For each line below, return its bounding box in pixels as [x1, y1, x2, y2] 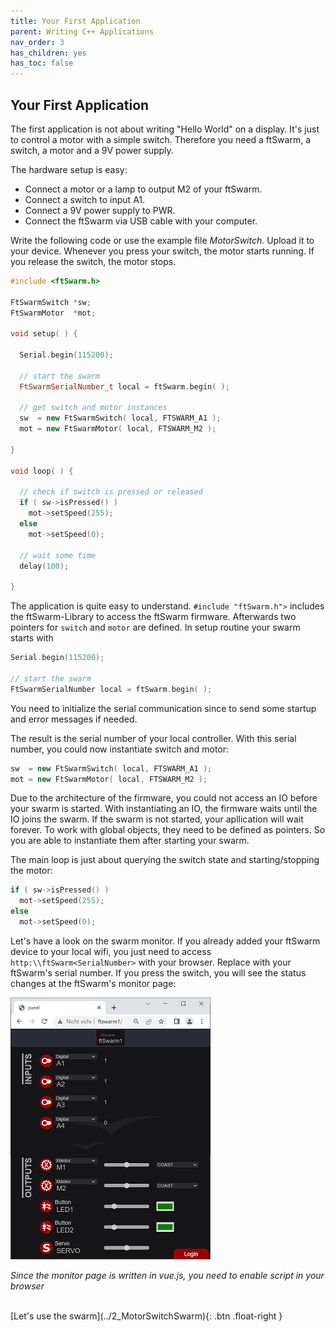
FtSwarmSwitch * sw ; [10, 297, 92, 307]
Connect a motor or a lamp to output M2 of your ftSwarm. [24, 183, 263, 195]
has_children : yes [10, 48, 87, 58]
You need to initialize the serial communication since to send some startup [10, 702, 317, 714]
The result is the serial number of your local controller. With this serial [10, 732, 297, 744]
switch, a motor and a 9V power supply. [10, 144, 174, 156]
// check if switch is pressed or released [19, 487, 203, 497]
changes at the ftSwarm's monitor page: [10, 977, 177, 989]
